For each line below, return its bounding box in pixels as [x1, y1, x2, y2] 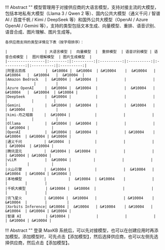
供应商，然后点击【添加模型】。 [9, 240, 72, 246]
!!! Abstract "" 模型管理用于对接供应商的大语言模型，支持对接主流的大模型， [5, 4, 159, 10]
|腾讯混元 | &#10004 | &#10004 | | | [5, 149, 155, 154]
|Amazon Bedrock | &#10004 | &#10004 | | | [5, 77, 155, 82]
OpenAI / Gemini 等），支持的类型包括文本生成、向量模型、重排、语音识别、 [5, 23, 159, 29]
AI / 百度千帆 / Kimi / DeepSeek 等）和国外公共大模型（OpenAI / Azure [5, 17, 148, 22]
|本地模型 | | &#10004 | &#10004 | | [5, 177, 155, 181]
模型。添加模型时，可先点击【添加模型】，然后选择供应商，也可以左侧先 [9, 234, 154, 239]
